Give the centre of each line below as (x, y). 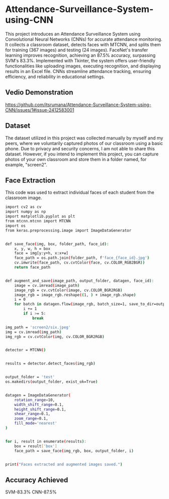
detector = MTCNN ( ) (26, 350)
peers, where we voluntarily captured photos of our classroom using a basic (84, 143)
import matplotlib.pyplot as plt (40, 217)
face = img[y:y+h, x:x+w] (41, 253)
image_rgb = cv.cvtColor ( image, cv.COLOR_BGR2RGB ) (68, 290)
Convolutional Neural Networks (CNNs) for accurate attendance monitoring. (84, 39)
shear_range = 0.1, (32, 414)
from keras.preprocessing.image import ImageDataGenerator (68, 230)
